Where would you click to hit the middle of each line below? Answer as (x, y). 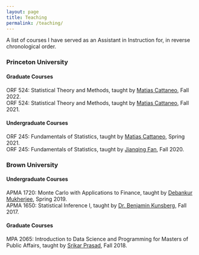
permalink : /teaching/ (35, 23)
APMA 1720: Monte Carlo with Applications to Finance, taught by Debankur (99, 192)
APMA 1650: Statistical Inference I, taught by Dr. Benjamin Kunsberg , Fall (96, 205)
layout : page (23, 12)
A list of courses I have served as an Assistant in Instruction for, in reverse (98, 40)
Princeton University (37, 62)
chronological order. (31, 46)
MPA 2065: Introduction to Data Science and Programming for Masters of (97, 239)
